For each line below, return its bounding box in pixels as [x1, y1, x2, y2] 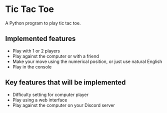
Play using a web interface [12, 96, 67, 103]
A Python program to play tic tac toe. [5, 20, 81, 26]
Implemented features [5, 34, 76, 43]
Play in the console [12, 63, 52, 69]
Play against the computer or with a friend [12, 53, 99, 59]
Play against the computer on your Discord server [12, 102, 115, 108]
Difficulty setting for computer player [12, 91, 89, 97]
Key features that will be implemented [5, 78, 126, 87]
